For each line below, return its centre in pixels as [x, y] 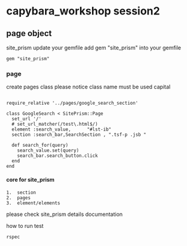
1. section [21, 192]
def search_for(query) [40, 146]
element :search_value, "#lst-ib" [62, 130]
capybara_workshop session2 [83, 11]
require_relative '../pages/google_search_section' [72, 103]
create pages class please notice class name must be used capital [88, 87]
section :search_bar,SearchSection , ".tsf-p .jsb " [79, 135]
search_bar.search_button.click [57, 156]
